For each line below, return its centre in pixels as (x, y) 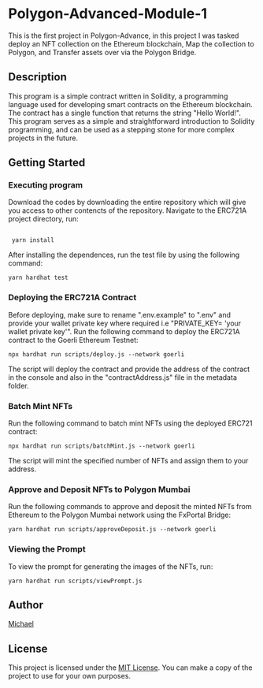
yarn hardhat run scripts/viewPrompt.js (76, 581)
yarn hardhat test (38, 278)
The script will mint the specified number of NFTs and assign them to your (128, 461)
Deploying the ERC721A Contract (72, 298)
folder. (19, 385)
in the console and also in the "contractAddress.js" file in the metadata (123, 377)
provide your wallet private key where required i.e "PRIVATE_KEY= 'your (125, 323)
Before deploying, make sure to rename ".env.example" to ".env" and (119, 314)
